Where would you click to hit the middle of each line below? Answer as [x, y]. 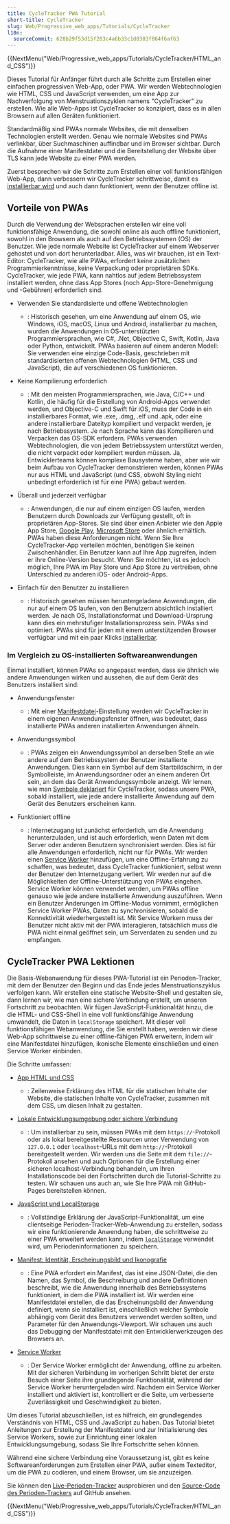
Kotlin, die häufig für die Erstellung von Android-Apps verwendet [119, 401]
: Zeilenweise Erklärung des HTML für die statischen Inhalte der [117, 1091]
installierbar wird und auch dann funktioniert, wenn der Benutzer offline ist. [113, 186]
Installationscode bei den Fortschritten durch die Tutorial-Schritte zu [124, 1176]
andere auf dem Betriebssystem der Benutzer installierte [107, 760]
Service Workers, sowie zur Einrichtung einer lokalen [82, 1437]
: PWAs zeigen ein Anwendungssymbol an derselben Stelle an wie [121, 752]
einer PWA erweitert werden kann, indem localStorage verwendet [120, 1239]
